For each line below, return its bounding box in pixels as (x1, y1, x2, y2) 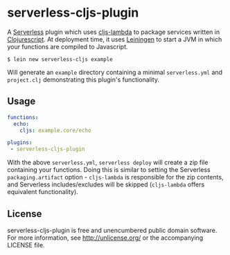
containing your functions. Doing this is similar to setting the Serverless (7, 166, 211, 174)
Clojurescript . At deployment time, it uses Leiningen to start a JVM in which (7, 35, 222, 43)
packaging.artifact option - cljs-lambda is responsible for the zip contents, (7, 173, 224, 182)
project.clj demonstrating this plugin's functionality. (7, 75, 159, 84)
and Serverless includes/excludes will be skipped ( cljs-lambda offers (7, 180, 205, 188)
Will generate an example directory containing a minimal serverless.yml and (7, 68, 223, 76)
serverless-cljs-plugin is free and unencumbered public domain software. (7, 226, 218, 234)
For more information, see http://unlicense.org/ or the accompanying (7, 234, 204, 242)
